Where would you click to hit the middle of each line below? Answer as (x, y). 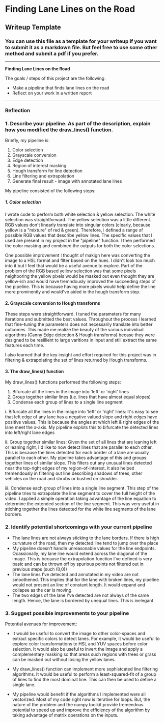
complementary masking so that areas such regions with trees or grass (84, 654)
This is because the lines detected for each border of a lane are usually (77, 453)
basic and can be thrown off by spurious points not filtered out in (78, 564)
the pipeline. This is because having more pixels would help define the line (81, 287)
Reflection (18, 110)
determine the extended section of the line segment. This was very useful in (82, 504)
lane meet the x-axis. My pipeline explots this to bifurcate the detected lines (82, 427)
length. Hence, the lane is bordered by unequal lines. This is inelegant (83, 600)
